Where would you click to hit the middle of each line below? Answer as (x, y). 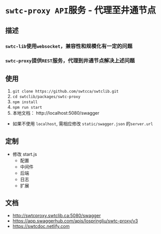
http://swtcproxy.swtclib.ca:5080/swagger (57, 215)
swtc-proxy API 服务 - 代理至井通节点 (80, 10)
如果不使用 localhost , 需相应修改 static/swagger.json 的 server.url (83, 124)
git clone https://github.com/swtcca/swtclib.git (66, 92)
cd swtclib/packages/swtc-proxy (46, 97)
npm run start (27, 108)
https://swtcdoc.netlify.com (41, 226)
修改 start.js (25, 154)
